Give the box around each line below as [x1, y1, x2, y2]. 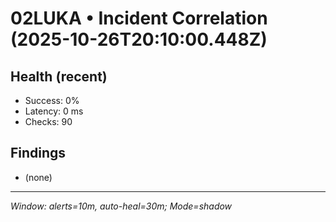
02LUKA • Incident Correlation [10, 7, 268, 30]
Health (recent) [10, 68, 108, 85]
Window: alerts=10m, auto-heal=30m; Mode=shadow [10, 200, 233, 212]
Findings [10, 145, 67, 162]
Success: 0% [24, 95, 80, 106]
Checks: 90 [24, 116, 73, 127]
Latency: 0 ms [24, 105, 84, 117]
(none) [24, 171, 53, 183]
